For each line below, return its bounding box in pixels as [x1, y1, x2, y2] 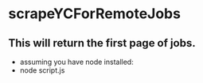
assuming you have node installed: [19, 57, 134, 66]
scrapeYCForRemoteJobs [8, 5, 182, 23]
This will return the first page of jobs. [8, 36, 197, 50]
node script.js [19, 66, 65, 75]
